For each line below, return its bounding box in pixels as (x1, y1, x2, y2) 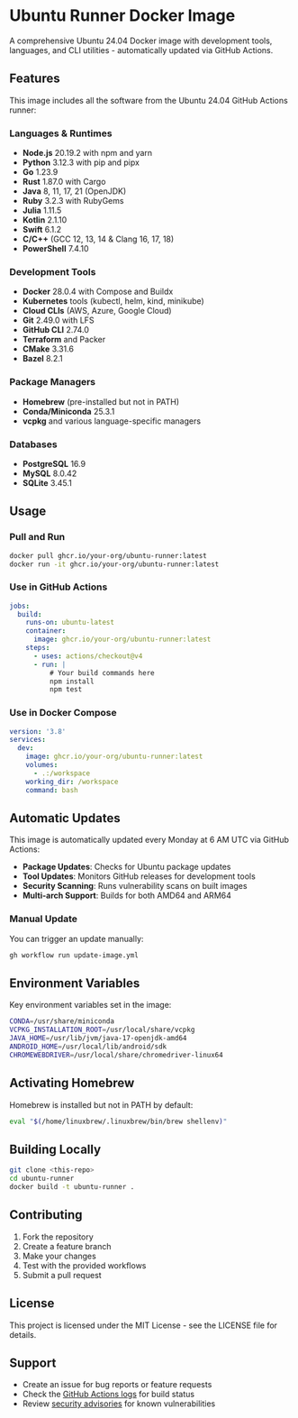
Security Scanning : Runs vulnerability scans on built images (22, 881, 248, 892)
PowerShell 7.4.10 (22, 243, 89, 254)
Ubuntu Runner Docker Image (9, 5, 236, 26)
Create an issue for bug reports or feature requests (22, 1379, 212, 1390)
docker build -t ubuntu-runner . (9, 1183, 135, 1192)
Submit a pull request (22, 1269, 102, 1280)
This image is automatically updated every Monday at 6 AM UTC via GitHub (9, 835, 290, 846)
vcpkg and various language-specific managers (22, 416, 201, 426)
